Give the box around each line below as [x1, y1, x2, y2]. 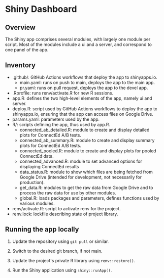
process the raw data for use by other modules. [19, 189, 117, 196]
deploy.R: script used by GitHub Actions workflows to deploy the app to [12, 105, 158, 112]
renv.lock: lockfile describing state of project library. [12, 211, 118, 217]
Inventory [5, 61, 36, 70]
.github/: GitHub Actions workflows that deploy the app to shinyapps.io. [12, 74, 158, 80]
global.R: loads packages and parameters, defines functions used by [19, 195, 160, 201]
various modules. [19, 200, 55, 206]
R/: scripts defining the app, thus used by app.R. [12, 121, 111, 127]
